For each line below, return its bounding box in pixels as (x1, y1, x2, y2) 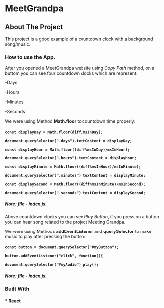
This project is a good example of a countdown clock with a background (5, 36, 153, 42)
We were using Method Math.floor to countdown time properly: (5, 118, 136, 124)
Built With (5, 285, 30, 292)
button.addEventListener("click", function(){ (5, 254, 103, 259)
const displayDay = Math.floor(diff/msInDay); (5, 130, 103, 135)
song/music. (5, 41, 31, 47)
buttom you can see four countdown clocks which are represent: (5, 70, 138, 76)
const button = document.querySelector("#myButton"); (5, 245, 119, 250)
